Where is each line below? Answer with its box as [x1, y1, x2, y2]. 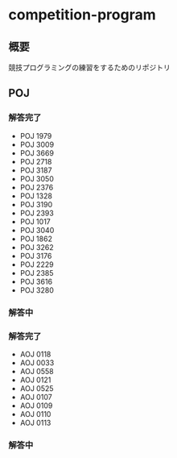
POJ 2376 [19, 182, 54, 192]
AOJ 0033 [19, 357, 55, 368]
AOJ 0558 [19, 366, 54, 376]
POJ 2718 [19, 156, 52, 166]
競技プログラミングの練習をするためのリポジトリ [8, 63, 171, 72]
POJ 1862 [19, 234, 52, 244]
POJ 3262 [19, 242, 54, 252]
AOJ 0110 [19, 409, 51, 418]
